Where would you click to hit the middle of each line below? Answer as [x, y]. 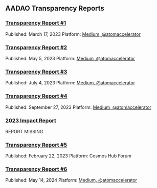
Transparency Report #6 [36, 169]
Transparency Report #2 [36, 47]
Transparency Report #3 [36, 72]
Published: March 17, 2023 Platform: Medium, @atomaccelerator [73, 34]
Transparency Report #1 [36, 23]
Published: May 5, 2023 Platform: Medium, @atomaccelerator [70, 58]
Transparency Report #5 [36, 145]
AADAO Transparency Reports [55, 8]
